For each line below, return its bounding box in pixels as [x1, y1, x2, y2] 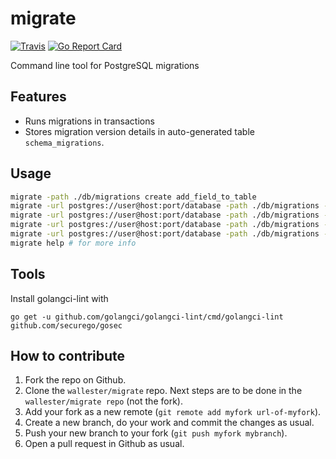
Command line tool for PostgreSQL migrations [10, 59, 200, 71]
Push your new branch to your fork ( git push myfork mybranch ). [24, 427, 288, 439]
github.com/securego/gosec [10, 320, 123, 331]
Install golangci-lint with [10, 292, 109, 304]
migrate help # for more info [10, 238, 137, 248]
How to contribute [10, 348, 126, 365]
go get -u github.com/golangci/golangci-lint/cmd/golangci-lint [10, 312, 284, 322]
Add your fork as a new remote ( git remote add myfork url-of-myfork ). [24, 406, 322, 418]
